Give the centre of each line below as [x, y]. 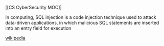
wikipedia [15, 38]
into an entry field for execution [38, 28]
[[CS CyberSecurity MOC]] [34, 7]
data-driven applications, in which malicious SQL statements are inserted [82, 23]
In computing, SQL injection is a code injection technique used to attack [81, 17]
